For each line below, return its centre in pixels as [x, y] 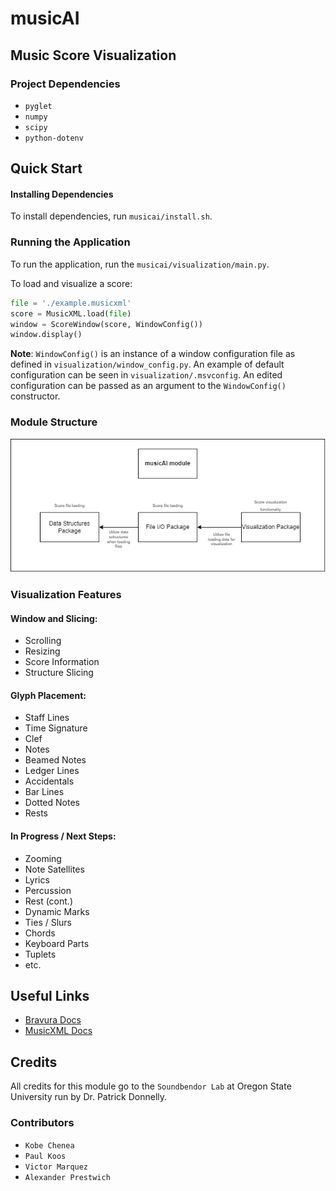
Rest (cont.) [49, 901]
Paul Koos [45, 1156]
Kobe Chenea [49, 1145]
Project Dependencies [65, 84]
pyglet [38, 106]
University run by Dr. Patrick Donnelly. [89, 1097]
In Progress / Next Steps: [63, 836]
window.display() [46, 335]
